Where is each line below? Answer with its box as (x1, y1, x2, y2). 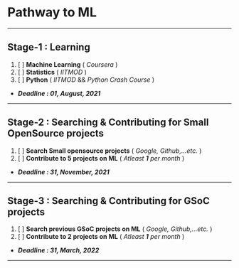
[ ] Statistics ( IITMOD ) (17, 68, 87, 76)
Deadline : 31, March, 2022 (17, 246, 100, 254)
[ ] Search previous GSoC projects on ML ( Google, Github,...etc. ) (17, 225, 213, 233)
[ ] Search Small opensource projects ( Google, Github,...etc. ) (17, 146, 202, 155)
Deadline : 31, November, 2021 (17, 168, 110, 176)
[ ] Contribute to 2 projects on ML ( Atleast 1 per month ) (17, 232, 185, 241)
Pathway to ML (7, 4, 97, 21)
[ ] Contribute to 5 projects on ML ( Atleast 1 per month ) (17, 154, 185, 162)
